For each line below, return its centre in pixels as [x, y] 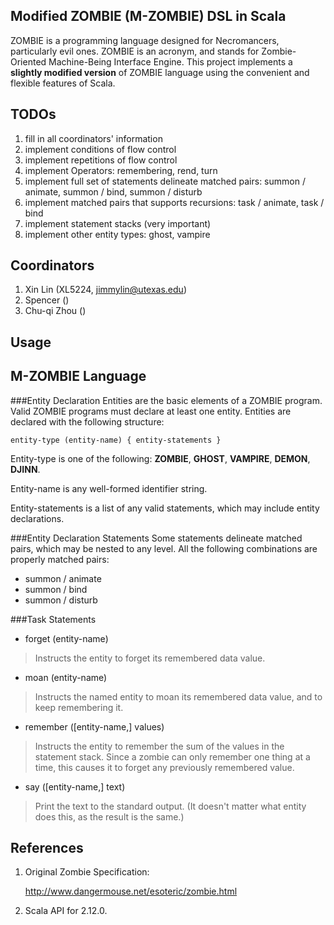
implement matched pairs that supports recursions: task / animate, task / [174, 202]
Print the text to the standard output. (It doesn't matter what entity [170, 806]
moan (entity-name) [66, 677]
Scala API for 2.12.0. [66, 911]
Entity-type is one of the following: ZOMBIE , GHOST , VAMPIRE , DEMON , [160, 458]
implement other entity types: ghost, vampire [117, 234]
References [47, 848]
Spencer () [47, 300]
